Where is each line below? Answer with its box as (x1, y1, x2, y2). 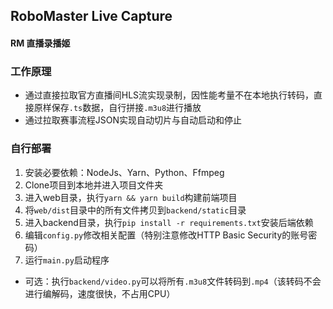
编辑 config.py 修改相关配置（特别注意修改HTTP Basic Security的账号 (24, 229, 309, 241)
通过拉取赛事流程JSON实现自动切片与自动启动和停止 (24, 114, 243, 126)
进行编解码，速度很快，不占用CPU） (24, 287, 176, 299)
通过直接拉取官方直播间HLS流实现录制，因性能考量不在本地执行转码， (24, 89, 315, 101)
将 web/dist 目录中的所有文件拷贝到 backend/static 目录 (24, 204, 247, 216)
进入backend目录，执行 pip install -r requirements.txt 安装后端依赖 (24, 216, 314, 228)
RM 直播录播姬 (10, 37, 71, 49)
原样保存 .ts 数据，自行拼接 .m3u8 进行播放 (33, 102, 202, 114)
